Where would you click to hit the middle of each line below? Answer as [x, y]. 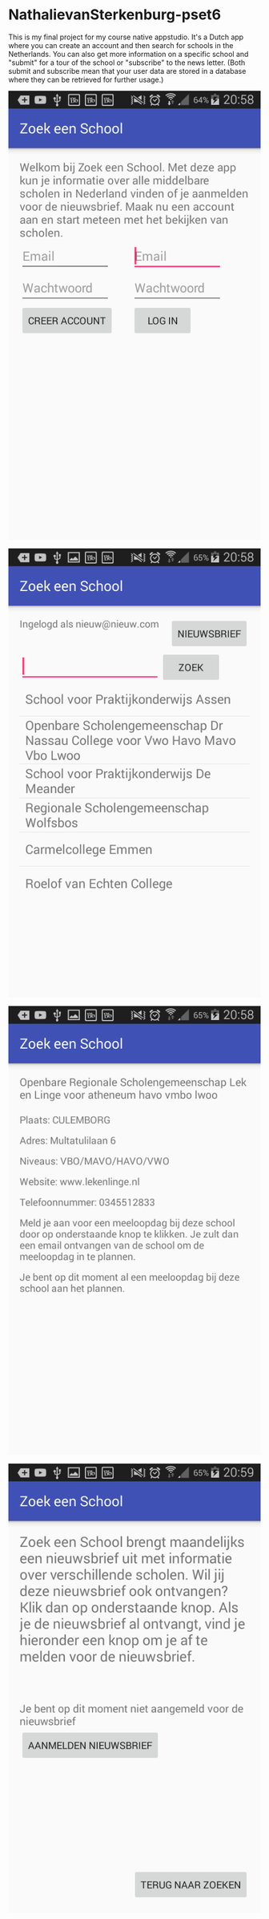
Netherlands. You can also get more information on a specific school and [128, 54]
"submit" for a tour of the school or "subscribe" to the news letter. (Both [127, 63]
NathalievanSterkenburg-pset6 [115, 15]
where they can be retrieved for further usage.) [86, 79]
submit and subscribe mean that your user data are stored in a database [127, 71]
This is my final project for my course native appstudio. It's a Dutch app [126, 37]
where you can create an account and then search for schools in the [121, 45]
